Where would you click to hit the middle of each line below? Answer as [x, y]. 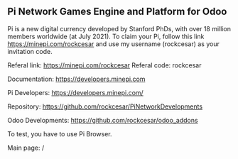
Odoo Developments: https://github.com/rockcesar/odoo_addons [103, 120]
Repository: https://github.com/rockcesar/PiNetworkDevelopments [105, 106]
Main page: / [26, 148]
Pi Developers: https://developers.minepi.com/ [75, 92]
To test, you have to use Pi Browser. [60, 133]
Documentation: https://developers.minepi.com [76, 79]
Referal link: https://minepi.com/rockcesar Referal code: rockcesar [104, 65]
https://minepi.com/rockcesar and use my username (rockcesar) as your [114, 44]
